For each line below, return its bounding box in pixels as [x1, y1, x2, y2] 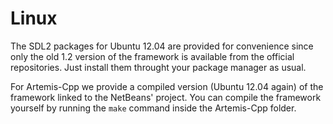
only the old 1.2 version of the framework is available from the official [10, 50, 295, 62]
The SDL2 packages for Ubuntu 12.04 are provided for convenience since [10, 40, 314, 52]
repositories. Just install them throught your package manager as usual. [10, 61, 307, 73]
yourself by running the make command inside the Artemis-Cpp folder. [10, 102, 297, 114]
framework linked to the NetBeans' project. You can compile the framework [10, 91, 322, 103]
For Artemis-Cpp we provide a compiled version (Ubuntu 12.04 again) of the [10, 80, 324, 92]
